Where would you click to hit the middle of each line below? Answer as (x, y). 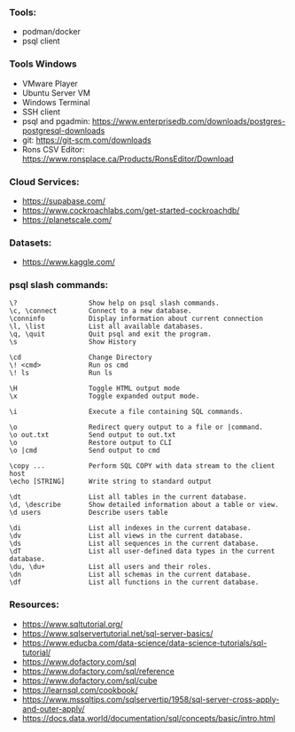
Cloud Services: (44, 182)
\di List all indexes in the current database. (130, 528)
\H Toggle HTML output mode (94, 389)
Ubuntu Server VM (56, 93)
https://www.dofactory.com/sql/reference (98, 671)
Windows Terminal (56, 102)
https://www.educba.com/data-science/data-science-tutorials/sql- (144, 642)
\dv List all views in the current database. (126, 536)
